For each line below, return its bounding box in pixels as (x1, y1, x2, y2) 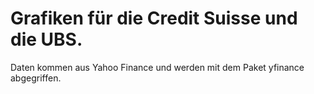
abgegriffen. (10, 72, 62, 84)
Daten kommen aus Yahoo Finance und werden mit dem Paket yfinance (10, 61, 305, 73)
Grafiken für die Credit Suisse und (10, 7, 298, 30)
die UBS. (10, 28, 83, 51)
